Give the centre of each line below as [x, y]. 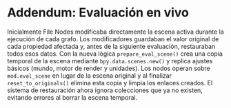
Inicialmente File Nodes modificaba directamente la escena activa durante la [115, 32]
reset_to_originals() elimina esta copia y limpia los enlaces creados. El [110, 83]
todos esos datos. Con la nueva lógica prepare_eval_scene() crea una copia [115, 54]
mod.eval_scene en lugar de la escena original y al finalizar [90, 75]
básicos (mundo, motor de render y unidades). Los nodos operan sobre [109, 68]
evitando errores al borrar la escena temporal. [72, 97]
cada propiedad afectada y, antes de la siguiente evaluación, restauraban [111, 46]
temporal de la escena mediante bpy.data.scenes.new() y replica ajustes [110, 61]
